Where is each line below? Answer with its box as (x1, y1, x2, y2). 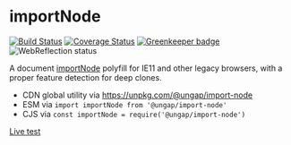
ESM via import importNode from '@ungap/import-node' (21, 98, 227, 109)
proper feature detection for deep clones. (9, 72, 163, 82)
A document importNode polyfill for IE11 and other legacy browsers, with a (9, 63, 283, 73)
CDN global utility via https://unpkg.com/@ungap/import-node (21, 90, 253, 100)
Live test (9, 125, 41, 136)
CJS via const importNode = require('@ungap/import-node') (21, 108, 246, 119)
